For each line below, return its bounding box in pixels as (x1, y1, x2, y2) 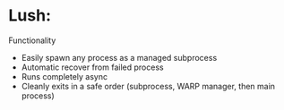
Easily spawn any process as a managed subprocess (21, 52, 218, 63)
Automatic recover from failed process (21, 62, 164, 72)
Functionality (8, 35, 56, 46)
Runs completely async (21, 71, 108, 81)
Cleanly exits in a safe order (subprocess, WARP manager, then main (21, 80, 275, 91)
